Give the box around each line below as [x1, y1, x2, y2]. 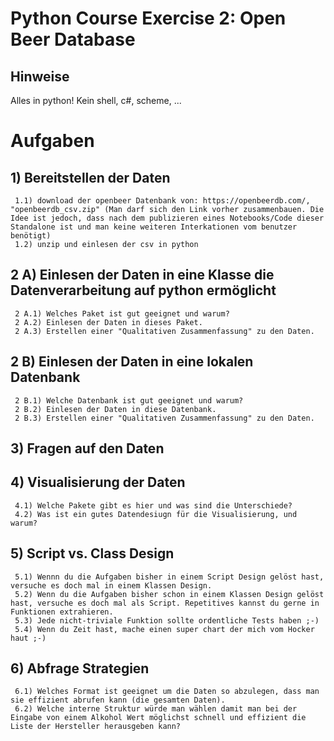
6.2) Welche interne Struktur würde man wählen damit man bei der [14, 704, 298, 714]
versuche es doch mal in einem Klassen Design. [10, 580, 213, 591]
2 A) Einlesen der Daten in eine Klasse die [10, 267, 275, 284]
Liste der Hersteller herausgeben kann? [10, 722, 182, 732]
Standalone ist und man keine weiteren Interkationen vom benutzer [10, 222, 298, 232]
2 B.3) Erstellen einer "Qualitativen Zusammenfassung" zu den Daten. [14, 413, 315, 423]
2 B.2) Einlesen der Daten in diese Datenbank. [14, 404, 217, 414]
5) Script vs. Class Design [10, 545, 175, 562]
